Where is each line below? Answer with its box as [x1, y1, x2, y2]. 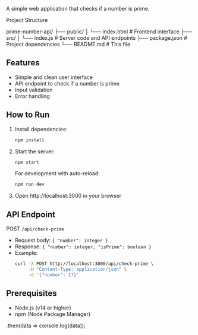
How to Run [6, 110, 50, 120]
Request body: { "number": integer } [14, 237, 108, 244]
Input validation [14, 86, 53, 93]
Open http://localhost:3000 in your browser [14, 192, 122, 200]
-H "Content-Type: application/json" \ [28, 266, 127, 272]
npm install [14, 137, 45, 143]
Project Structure [6, 17, 48, 23]
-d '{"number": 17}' [28, 271, 79, 278]
